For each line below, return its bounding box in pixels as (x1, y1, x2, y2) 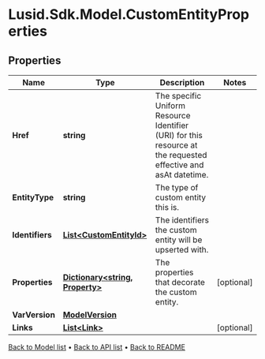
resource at (155, 140, 198, 151)
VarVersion (12, 309, 55, 320)
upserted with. (155, 245, 209, 255)
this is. (155, 202, 180, 212)
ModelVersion (62, 309, 117, 320)
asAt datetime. (155, 170, 209, 180)
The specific (155, 91, 202, 101)
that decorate (155, 277, 205, 287)
